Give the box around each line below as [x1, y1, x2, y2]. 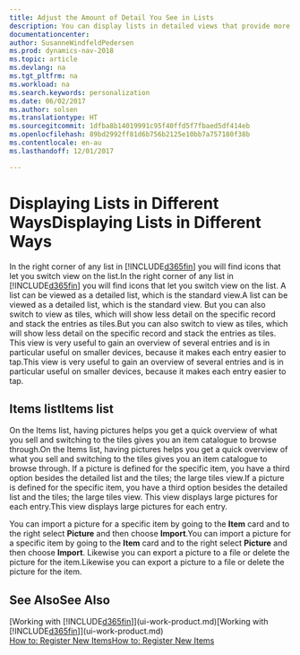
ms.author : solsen [9, 105, 78, 114]
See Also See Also [9, 592, 110, 607]
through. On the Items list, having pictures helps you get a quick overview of [9, 444, 288, 455]
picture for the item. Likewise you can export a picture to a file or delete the [9, 557, 285, 568]
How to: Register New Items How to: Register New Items [9, 635, 215, 646]
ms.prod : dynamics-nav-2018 [9, 47, 115, 56]
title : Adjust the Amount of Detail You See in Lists [9, 13, 215, 22]
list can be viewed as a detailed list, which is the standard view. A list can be [9, 289, 288, 301]
